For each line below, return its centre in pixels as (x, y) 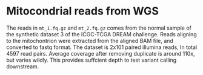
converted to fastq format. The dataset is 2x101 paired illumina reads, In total (102, 47)
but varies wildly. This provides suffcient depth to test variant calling (92, 60)
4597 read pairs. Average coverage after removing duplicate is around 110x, (101, 53)
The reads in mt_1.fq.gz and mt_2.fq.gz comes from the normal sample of (99, 28)
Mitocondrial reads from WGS (82, 11)
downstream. (23, 66)
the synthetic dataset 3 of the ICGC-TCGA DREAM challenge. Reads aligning (101, 34)
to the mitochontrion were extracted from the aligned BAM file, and (90, 41)
